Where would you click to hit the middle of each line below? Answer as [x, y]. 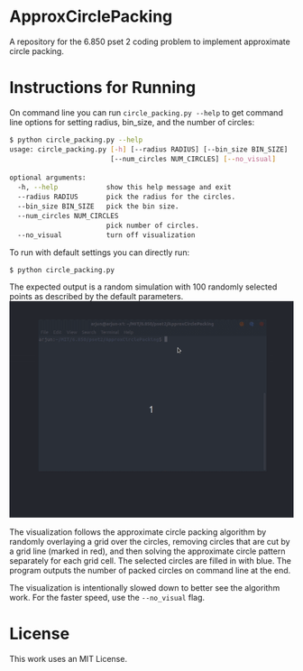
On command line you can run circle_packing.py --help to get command [147, 112]
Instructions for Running [103, 88]
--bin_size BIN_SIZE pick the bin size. [98, 207]
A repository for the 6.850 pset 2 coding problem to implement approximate [150, 41]
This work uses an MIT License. [69, 658]
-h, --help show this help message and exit [124, 188]
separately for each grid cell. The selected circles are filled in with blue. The [150, 560]
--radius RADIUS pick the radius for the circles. [127, 197]
